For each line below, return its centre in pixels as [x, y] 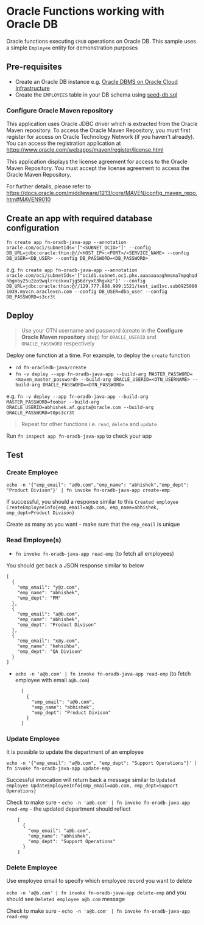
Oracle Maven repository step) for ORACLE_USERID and [89, 337]
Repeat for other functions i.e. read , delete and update [89, 424]
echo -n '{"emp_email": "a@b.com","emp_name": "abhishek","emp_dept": [98, 485]
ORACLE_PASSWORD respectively [58, 343]
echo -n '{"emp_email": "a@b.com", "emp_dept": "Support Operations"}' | [102, 763]
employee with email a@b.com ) [52, 680]
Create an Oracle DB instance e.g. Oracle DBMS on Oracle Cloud [96, 81]
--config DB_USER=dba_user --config [121, 292]
